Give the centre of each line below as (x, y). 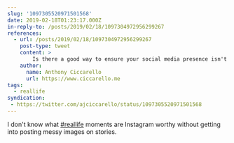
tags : (15, 85)
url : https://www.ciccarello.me (73, 78)
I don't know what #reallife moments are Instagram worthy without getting (114, 124)
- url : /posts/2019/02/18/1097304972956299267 (83, 40)
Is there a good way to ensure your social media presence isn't (130, 59)
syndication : (26, 98)
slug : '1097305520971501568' (50, 14)
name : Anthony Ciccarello (63, 72)
